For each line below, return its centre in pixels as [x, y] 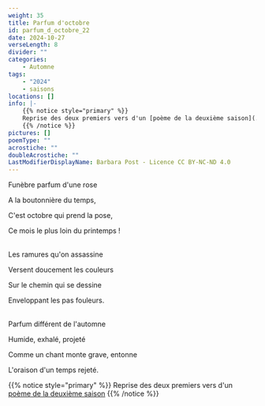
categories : [28, 60]
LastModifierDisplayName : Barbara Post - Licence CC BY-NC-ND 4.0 [119, 163]
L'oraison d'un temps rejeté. [53, 370]
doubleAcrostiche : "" [44, 155]
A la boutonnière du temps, [52, 200]
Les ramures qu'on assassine [56, 254]
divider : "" [28, 52]
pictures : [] [30, 133]
